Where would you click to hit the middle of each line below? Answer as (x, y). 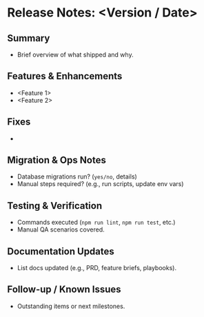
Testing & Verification (54, 206)
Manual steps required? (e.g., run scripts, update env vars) (100, 184)
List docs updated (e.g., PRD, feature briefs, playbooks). (97, 268)
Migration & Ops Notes (57, 160)
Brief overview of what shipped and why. (75, 54)
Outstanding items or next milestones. (71, 306)
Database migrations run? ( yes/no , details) (77, 176)
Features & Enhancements (65, 76)
